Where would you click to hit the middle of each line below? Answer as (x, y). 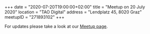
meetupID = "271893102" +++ (34, 17)
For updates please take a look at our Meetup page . (56, 26)
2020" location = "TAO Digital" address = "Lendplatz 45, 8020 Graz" (73, 12)
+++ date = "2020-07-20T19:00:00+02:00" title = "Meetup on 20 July (75, 7)
